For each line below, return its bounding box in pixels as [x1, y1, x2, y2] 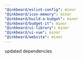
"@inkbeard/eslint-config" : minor [4, 7, 77, 12]
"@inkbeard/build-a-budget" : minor [4, 16, 79, 21]
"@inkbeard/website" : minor [4, 35, 63, 40]
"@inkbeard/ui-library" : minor [4, 26, 70, 30]
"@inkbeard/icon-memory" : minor [4, 12, 72, 17]
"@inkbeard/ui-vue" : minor [4, 30, 61, 35]
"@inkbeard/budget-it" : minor [4, 21, 68, 26]
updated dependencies [4, 48, 53, 54]
